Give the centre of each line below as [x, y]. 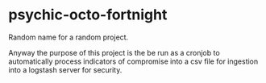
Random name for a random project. [69, 37]
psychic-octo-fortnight [88, 15]
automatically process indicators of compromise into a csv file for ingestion [133, 61]
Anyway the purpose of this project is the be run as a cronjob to [114, 52]
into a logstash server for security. [65, 69]
